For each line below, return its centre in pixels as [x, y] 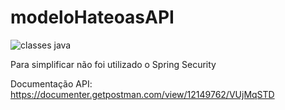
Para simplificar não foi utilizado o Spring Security [113, 64]
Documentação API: [51, 83]
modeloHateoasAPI [92, 17]
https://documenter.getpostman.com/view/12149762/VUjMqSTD [142, 94]
